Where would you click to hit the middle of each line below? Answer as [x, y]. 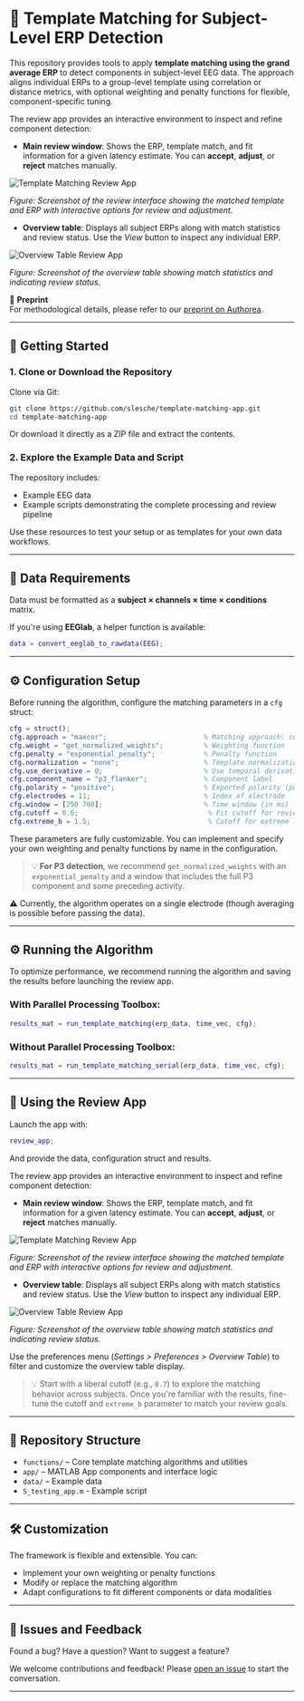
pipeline [37, 514]
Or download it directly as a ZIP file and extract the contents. [123, 434]
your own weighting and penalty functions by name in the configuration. [144, 848]
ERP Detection [109, 38]
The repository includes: [55, 477]
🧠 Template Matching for [104, 19]
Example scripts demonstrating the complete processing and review [149, 504]
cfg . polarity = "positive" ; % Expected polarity [145, 788]
